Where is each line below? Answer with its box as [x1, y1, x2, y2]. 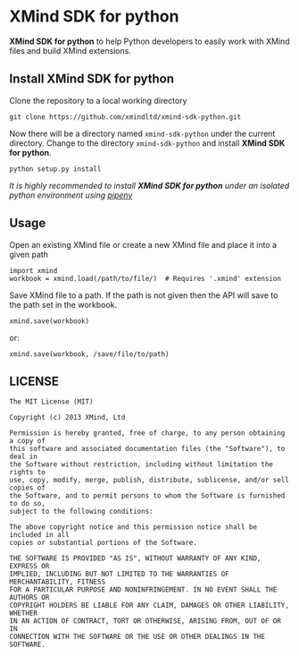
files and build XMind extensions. [9, 45, 132, 55]
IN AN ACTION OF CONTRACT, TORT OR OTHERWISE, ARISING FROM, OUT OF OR [9, 617, 281, 626]
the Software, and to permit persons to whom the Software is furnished [9, 491, 286, 500]
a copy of [9, 437, 46, 446]
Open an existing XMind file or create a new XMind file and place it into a [9, 239, 278, 250]
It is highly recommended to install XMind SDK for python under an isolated [9, 180, 290, 191]
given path [9, 249, 49, 260]
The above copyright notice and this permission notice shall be [9, 523, 257, 532]
